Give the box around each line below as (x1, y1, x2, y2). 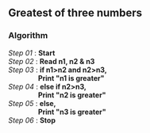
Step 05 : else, (8, 98, 57, 108)
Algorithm (8, 30, 48, 41)
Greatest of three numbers (8, 6, 143, 20)
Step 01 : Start (8, 47, 56, 58)
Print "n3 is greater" (37, 107, 107, 116)
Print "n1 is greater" (37, 73, 105, 82)
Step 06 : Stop (8, 115, 56, 125)
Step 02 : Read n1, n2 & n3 (8, 56, 95, 66)
